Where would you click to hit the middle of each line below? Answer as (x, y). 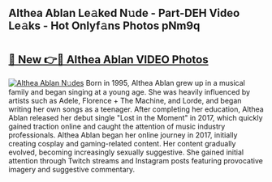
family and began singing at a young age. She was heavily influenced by (129, 92)
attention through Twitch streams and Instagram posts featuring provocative (136, 161)
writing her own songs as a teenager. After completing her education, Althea (136, 109)
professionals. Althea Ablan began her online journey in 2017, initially (123, 135)
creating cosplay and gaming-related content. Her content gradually (122, 144)
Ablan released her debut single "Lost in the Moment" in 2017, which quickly (136, 118)
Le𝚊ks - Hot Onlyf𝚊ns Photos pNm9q (104, 26)
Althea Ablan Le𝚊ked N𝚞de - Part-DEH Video (124, 13)
